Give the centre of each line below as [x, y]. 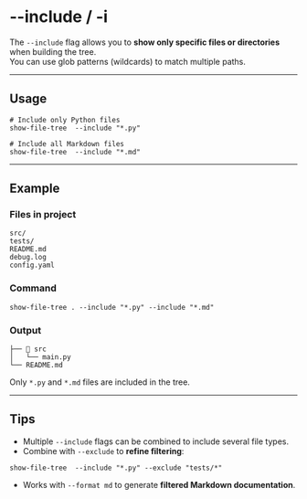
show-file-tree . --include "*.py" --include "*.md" [112, 307]
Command [33, 288]
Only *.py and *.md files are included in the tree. [100, 382]
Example [35, 189]
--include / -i [58, 17]
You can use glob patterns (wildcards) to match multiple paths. [128, 61]
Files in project [43, 215]
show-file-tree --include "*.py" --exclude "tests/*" [116, 468]
